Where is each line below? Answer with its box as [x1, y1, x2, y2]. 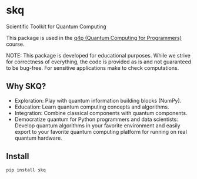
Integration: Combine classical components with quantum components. [14, 109, 188, 116]
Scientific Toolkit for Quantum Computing [6, 23, 107, 30]
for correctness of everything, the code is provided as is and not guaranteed [6, 58, 192, 65]
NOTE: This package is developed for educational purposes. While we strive [6, 52, 191, 59]
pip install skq [6, 167, 46, 173]
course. [6, 40, 25, 48]
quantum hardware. [14, 134, 63, 141]
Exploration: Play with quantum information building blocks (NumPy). [14, 97, 182, 104]
